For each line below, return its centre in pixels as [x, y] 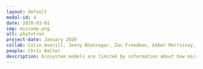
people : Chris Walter [34, 51]
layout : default [27, 12]
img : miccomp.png [28, 28]
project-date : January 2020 [42, 40]
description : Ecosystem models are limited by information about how [96, 56]
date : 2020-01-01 [28, 23]
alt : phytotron [25, 34]
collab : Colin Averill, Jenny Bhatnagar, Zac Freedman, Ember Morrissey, [101, 46]
